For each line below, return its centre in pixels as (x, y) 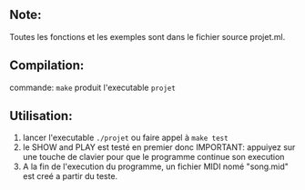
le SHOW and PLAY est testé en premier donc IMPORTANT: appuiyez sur (159, 147)
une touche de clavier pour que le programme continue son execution (153, 157)
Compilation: (47, 66)
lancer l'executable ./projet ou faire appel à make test (126, 138)
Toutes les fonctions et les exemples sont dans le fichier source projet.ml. (147, 36)
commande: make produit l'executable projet (92, 87)
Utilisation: (41, 116)
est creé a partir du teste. (70, 176)
